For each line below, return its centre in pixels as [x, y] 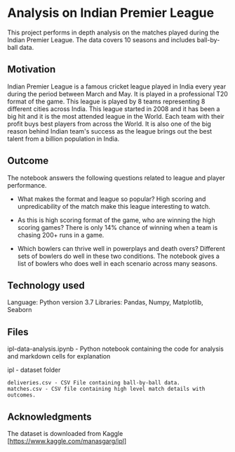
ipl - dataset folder [34, 370]
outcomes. [22, 395]
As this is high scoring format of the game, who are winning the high [116, 220]
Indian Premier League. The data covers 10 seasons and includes [101, 39]
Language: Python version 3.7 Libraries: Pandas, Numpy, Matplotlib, [105, 302]
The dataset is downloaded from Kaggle [65, 433]
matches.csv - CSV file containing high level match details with [106, 389]
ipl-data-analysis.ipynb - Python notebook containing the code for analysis [116, 349]
